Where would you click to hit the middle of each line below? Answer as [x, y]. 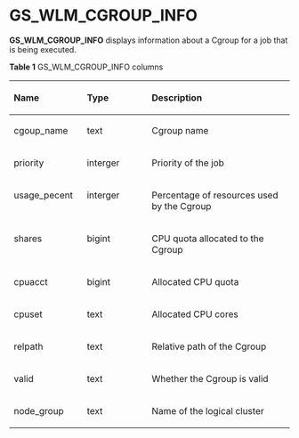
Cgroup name [180, 130]
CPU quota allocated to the [207, 239]
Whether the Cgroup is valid [210, 378]
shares [28, 239]
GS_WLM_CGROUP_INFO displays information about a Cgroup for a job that [149, 40]
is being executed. [43, 49]
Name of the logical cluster [207, 410]
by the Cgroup [181, 206]
